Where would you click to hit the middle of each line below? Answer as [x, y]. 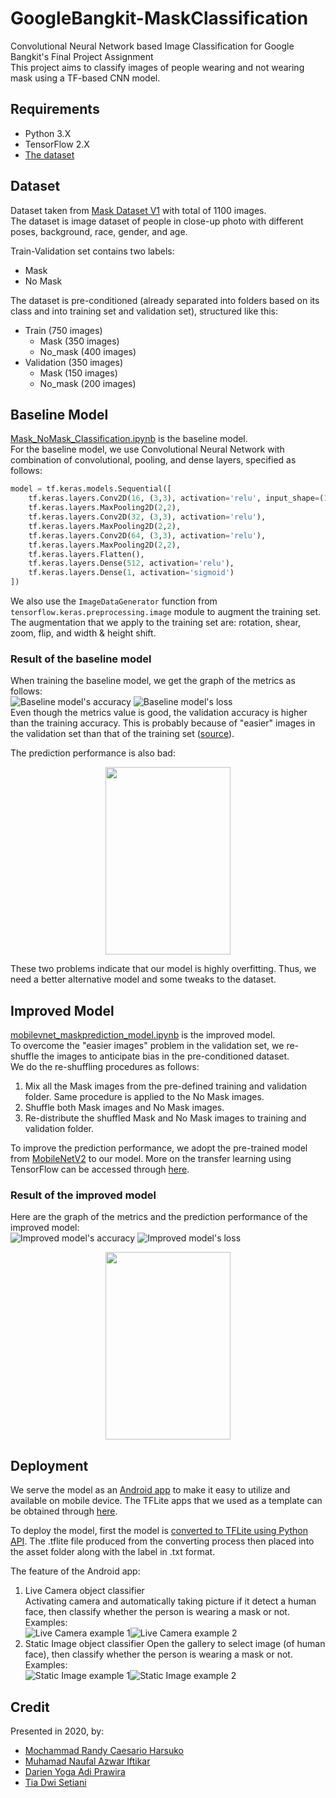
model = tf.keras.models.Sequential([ [91, 489]
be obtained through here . [64, 1511]
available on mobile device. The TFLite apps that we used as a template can [166, 1501]
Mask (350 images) [79, 341]
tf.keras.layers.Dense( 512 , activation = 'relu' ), [131, 563]
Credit [30, 1707]
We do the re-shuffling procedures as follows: [105, 1067]
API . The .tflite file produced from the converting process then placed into [162, 1541]
